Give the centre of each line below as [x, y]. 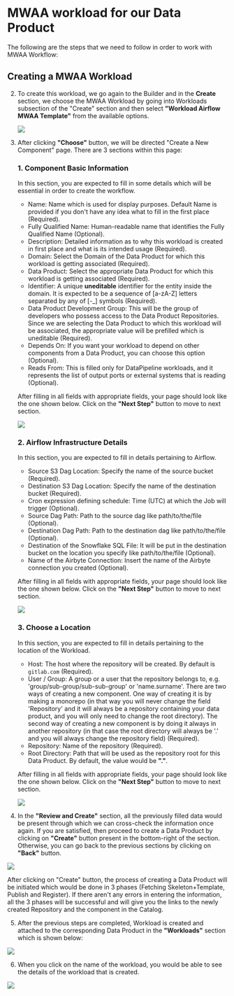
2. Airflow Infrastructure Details [72, 442]
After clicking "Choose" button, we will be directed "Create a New [113, 142]
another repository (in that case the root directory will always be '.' [123, 731]
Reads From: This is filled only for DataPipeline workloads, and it [120, 368]
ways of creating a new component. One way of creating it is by [119, 694]
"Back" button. [39, 853]
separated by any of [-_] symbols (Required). [92, 301]
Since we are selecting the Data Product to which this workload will [125, 323]
